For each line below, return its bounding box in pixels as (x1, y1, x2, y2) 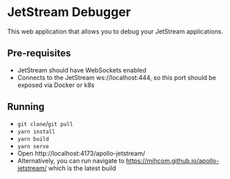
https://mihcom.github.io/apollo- (125, 156, 220, 164)
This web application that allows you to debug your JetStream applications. (7, 27, 224, 36)
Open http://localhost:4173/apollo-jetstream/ (17, 149, 146, 157)
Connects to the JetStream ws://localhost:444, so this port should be (17, 73, 217, 81)
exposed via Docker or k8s (17, 81, 95, 89)
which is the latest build (48, 164, 116, 172)
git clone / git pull (17, 119, 73, 127)
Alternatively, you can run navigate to (17, 156, 125, 164)
